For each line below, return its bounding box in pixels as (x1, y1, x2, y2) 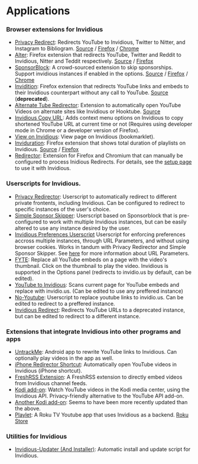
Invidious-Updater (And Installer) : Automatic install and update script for (14, 446, 191, 453)
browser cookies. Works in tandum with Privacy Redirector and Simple (14, 243, 186, 250)
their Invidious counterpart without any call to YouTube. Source (14, 89, 168, 96)
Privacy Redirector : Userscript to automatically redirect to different (14, 193, 177, 200)
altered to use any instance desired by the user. (14, 224, 131, 232)
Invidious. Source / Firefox (14, 146, 79, 153)
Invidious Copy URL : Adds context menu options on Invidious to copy (14, 114, 184, 121)
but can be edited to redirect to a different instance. (14, 312, 141, 319)
